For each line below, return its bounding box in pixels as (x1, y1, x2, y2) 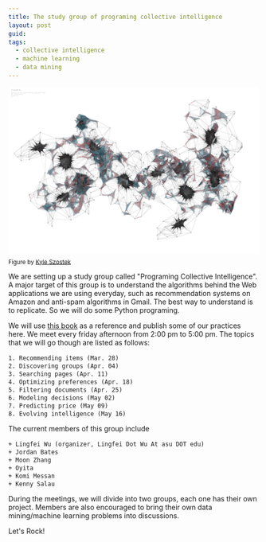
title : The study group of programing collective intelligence (8, 13, 223, 21)
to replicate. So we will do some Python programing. (8, 306, 180, 315)
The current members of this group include (8, 424, 150, 434)
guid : (8, 29, 26, 37)
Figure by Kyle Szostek (8, 258, 72, 266)
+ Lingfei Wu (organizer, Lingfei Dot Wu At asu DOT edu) (8, 440, 205, 449)
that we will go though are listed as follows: (8, 338, 150, 348)
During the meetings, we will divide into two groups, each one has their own (8, 494, 257, 504)
